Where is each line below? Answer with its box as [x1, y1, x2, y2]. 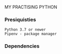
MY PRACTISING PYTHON [4, 4, 58, 10]
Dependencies [4, 43, 40, 50]
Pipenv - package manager [4, 32, 57, 36]
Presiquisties [4, 16, 36, 23]
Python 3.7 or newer [4, 27, 46, 32]
